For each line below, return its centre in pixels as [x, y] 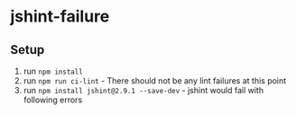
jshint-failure [60, 17]
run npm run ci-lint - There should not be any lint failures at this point [155, 81]
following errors [53, 100]
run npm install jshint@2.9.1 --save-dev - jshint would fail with [143, 90]
